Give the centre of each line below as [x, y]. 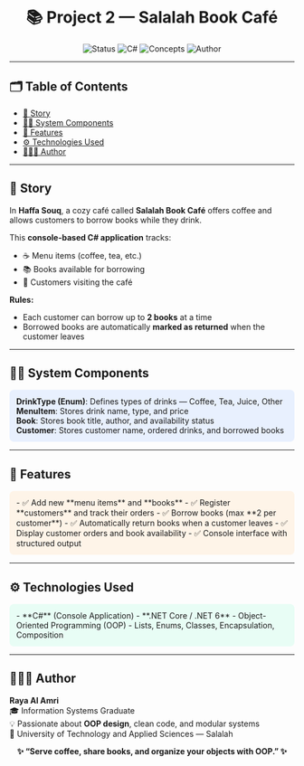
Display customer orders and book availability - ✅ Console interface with [152, 534]
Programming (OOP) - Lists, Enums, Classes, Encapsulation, [163, 625]
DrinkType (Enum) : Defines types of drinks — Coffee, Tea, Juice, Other [150, 402]
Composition [40, 635]
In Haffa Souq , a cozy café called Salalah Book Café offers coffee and [141, 210]
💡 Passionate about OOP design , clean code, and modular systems [135, 723]
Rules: [22, 299]
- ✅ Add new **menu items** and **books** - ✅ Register [123, 503]
